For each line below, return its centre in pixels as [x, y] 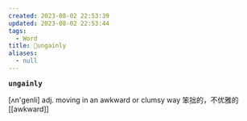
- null [27, 61]
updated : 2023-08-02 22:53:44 [59, 23]
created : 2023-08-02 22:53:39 [59, 16]
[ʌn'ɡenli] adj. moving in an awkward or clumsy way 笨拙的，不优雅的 [123, 100]
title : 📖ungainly [37, 46]
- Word [27, 38]
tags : [17, 31]
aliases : [23, 53]
